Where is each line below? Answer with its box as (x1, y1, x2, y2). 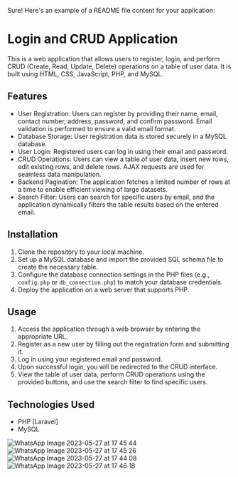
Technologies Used (7, 399, 94, 411)
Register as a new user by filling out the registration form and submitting (17, 340, 229, 349)
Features (7, 91, 48, 103)
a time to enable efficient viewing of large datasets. (17, 185, 168, 193)
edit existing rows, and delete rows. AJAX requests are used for (17, 162, 205, 170)
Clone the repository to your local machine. (17, 247, 144, 256)
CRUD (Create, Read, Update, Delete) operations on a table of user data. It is (7, 62, 232, 71)
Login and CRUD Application (7, 31, 178, 47)
